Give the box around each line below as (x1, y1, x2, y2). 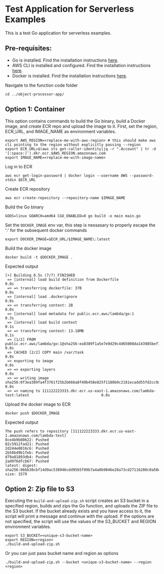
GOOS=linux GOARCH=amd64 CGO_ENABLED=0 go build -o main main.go (5, 213, 141, 218)
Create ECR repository (5, 186, 50, 192)
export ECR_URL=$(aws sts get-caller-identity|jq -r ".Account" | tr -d (5, 146, 156, 151)
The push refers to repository (5, 429, 69, 434)
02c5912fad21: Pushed (5, 441, 49, 446)
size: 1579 (5, 471, 27, 477)
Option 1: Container (5, 105, 65, 114)
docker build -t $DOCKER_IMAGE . (5, 254, 73, 260)
